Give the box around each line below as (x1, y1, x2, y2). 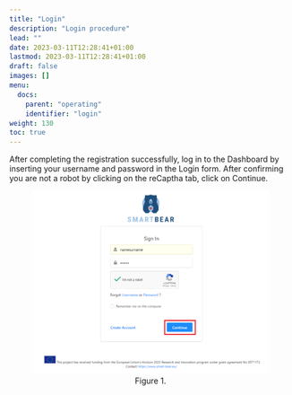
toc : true (9, 128, 47, 137)
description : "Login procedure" (9, 23, 130, 33)
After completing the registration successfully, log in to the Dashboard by (9, 154, 279, 165)
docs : (17, 90, 39, 99)
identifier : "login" (25, 109, 102, 118)
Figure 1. (134, 375, 167, 386)
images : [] (9, 72, 50, 81)
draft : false (9, 62, 58, 71)
